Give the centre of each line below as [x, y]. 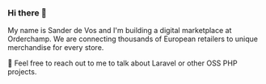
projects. [22, 72]
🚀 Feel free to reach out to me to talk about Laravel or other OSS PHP [122, 63]
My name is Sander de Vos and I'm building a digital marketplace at [120, 31]
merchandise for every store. [56, 48]
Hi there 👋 [27, 13]
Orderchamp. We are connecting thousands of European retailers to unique [133, 39]
